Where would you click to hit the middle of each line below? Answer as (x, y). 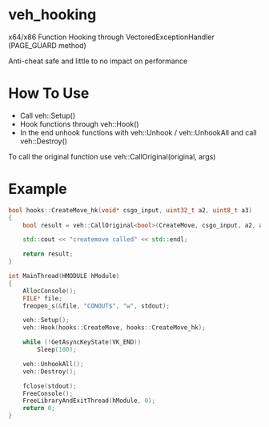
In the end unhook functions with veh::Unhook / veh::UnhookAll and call (139, 132)
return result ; (48, 254)
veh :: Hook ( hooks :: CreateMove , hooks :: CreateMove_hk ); (114, 328)
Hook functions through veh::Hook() (79, 124)
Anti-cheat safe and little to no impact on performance (98, 61)
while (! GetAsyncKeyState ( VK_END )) (82, 342)
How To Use (49, 93)
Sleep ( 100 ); (57, 350)
